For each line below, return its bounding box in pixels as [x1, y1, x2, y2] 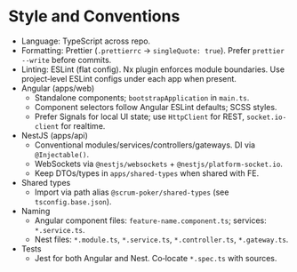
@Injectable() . [34, 148, 90, 159]
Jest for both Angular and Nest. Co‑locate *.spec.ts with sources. [34, 252, 277, 263]
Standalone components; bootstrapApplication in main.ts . [34, 92, 250, 103]
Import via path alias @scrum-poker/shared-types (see [34, 187, 229, 197]
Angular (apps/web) [20, 83, 95, 93]
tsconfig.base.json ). [34, 196, 112, 206]
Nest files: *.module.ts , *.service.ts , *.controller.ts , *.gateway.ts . [34, 234, 289, 244]
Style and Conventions [8, 6, 181, 27]
